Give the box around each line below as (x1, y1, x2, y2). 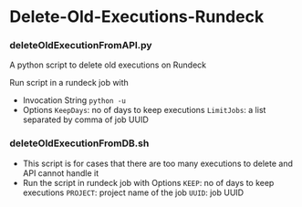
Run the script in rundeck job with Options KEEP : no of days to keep (22, 177, 275, 188)
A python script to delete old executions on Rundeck (9, 59, 207, 70)
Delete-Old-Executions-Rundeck (9, 6, 265, 27)
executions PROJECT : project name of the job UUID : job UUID (22, 187, 245, 198)
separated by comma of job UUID (22, 114, 149, 125)
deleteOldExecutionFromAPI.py (9, 39, 152, 52)
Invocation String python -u (22, 95, 126, 106)
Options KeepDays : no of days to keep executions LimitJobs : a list (22, 105, 266, 116)
